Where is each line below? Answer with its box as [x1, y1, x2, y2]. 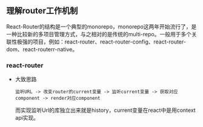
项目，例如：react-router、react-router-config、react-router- [32, 38, 187, 45]
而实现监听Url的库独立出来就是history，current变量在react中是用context [15, 106, 196, 114]
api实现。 [15, 114, 39, 122]
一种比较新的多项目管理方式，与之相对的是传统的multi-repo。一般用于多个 [6, 30, 192, 37]
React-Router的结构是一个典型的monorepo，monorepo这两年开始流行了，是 [6, 23, 197, 30]
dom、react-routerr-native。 [6, 45, 78, 53]
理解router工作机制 [6, 5, 78, 16]
